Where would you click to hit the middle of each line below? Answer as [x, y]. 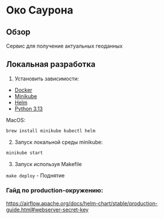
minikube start [25, 153]
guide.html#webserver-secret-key [47, 210]
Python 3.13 [28, 109]
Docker [23, 90]
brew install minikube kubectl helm [51, 131]
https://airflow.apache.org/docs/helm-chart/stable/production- [82, 203]
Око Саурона [40, 10]
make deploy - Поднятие [35, 175]
